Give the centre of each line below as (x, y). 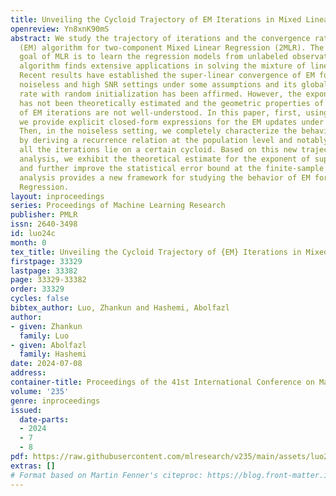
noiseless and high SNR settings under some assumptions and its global (174, 85)
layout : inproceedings (57, 196)
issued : (26, 410)
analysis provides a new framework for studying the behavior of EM (165, 177)
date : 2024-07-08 (46, 364)
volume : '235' (40, 391)
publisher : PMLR (44, 215)
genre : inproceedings (55, 401)
